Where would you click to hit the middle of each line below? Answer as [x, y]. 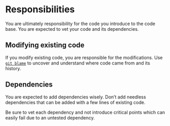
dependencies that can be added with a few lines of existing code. [76, 102]
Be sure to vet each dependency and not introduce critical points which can [85, 112]
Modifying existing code [45, 45]
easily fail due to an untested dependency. [50, 118]
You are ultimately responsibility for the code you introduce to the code [80, 24]
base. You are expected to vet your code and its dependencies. [72, 29]
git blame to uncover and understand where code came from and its [78, 63]
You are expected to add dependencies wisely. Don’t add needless [76, 97]
